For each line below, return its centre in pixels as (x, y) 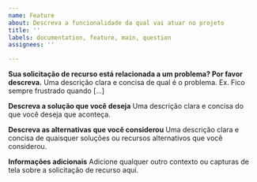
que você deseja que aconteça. (59, 114)
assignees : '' (32, 45)
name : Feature (32, 15)
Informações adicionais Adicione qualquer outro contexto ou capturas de (128, 162)
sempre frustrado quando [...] (57, 91)
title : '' (25, 30)
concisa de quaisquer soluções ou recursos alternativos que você (115, 138)
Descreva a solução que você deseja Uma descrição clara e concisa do (126, 106)
